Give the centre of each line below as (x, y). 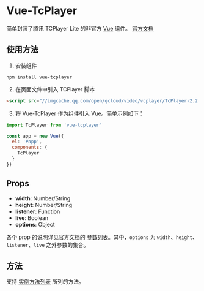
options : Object (35, 224)
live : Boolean (32, 217)
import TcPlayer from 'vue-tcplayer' (54, 125)
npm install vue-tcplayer (39, 77)
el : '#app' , (27, 142)
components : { (30, 148)
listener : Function (38, 211)
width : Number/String (43, 198)
